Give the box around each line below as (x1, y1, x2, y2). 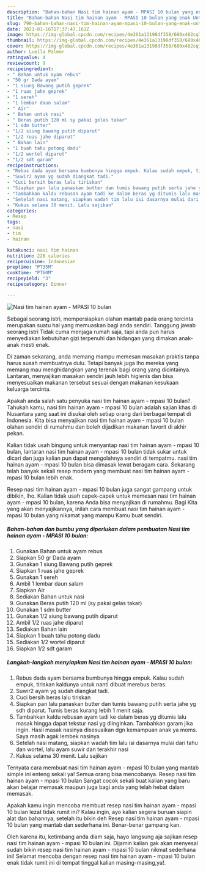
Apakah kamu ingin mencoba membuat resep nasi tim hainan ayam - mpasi (7, 801, 197, 809)
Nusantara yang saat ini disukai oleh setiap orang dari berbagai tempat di (7, 410, 191, 417)
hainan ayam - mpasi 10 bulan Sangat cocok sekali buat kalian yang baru (7, 777, 190, 784)
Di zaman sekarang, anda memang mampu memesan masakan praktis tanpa (7, 352, 199, 360)
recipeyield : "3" (7, 275, 51, 282)
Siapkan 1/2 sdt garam (15, 645, 73, 652)
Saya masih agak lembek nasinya (15, 732, 100, 739)
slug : (7, 20, 21, 26)
